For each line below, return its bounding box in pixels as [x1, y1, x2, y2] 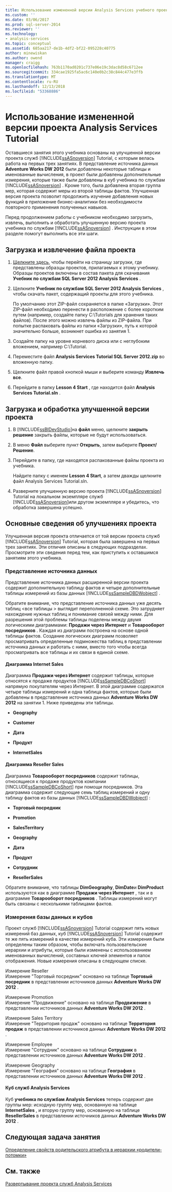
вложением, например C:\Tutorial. [12, 344, 88, 350]
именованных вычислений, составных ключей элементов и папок [5, 952, 150, 958]
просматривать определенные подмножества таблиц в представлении [5, 638, 162, 645]
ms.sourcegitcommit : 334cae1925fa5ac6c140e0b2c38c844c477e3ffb [5, 70, 143, 75]
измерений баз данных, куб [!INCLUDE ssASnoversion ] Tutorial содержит [5, 930, 163, 937]
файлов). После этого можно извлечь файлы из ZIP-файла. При [12, 317, 152, 324]
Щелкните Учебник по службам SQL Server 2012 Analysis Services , [12, 286, 164, 292]
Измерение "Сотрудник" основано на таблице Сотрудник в [5, 1047, 137, 1053]
